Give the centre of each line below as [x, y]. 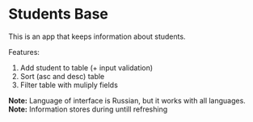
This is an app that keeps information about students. [97, 36]
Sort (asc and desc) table [62, 76]
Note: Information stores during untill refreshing [88, 109]
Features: [24, 52]
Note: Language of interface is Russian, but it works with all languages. [127, 100]
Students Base [59, 14]
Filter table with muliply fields [69, 85]
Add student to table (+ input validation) [86, 67]
